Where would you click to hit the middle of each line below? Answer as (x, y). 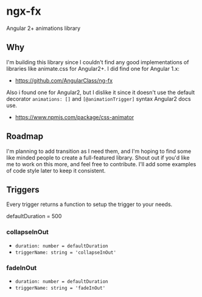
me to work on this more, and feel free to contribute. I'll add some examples (101, 164)
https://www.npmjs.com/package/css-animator (75, 117)
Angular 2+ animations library (44, 28)
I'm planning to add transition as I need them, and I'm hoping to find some (99, 151)
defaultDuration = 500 (34, 216)
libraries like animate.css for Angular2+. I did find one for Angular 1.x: (93, 68)
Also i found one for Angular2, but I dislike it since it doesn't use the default (101, 92)
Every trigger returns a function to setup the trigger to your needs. (89, 204)
